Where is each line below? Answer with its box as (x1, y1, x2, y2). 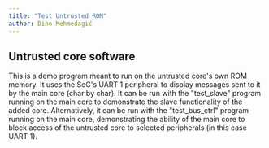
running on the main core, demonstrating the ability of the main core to (8, 115, 245, 124)
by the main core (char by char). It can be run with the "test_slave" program (8, 89, 262, 98)
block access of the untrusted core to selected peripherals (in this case (8, 123, 248, 133)
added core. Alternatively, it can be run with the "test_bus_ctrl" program (8, 106, 249, 115)
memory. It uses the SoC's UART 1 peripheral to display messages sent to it (8, 80, 261, 89)
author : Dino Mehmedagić (8, 20, 93, 28)
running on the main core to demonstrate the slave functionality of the (8, 97, 243, 107)
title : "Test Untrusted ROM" (8, 11, 107, 20)
